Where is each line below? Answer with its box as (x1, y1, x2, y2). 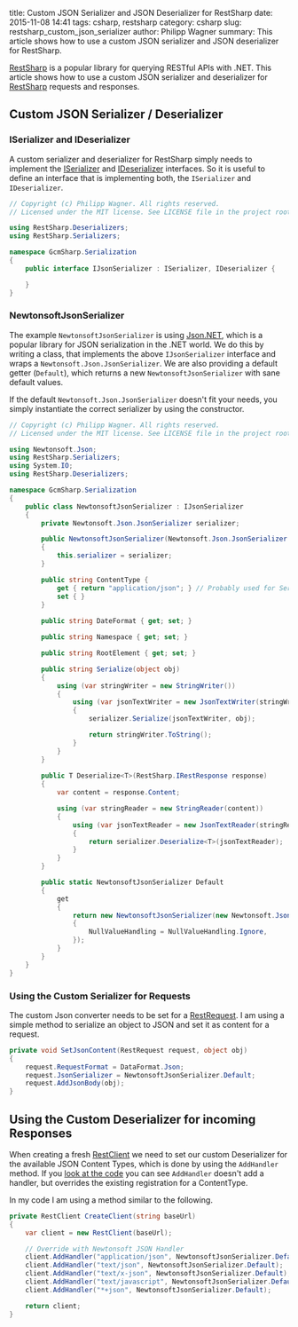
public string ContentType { (41, 575, 149, 584)
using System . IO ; (9, 462, 74, 470)
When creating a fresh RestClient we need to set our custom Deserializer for (9, 1149, 288, 1159)
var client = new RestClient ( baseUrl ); (25, 1228, 173, 1237)
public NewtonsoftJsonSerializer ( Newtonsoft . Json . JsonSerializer (41, 534, 288, 544)
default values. (9, 376, 64, 387)
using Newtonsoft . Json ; (9, 445, 98, 454)
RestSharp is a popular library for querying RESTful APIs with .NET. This (9, 62, 272, 73)
